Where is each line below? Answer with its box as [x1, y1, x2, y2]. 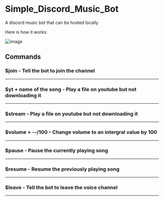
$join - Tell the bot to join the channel [5, 67, 95, 74]
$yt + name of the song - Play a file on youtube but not [5, 86, 137, 92]
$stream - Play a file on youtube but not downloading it [5, 110, 138, 117]
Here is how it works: [5, 29, 48, 35]
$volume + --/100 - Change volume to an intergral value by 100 [5, 129, 157, 135]
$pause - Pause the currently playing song [5, 147, 108, 154]
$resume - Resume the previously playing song [5, 165, 120, 172]
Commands [5, 53, 41, 61]
